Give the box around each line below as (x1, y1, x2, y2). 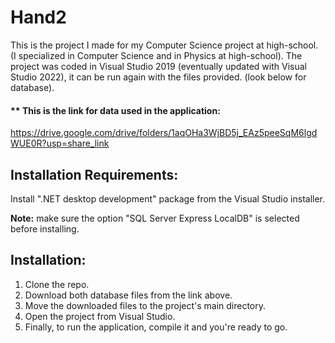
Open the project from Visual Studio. (24, 310, 176, 322)
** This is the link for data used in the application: (10, 104, 221, 116)
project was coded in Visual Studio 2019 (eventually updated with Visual (10, 60, 307, 72)
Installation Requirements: (10, 166, 179, 183)
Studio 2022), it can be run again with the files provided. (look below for (10, 71, 307, 83)
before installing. (10, 222, 80, 235)
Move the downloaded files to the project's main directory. (24, 299, 267, 311)
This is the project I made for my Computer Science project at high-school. (10, 39, 319, 51)
